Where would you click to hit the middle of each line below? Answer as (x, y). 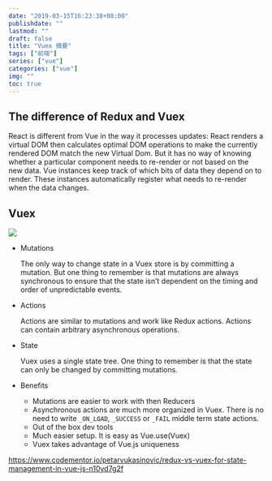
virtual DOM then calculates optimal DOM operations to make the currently (133, 145)
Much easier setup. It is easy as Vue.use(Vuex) (111, 436)
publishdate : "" (36, 24)
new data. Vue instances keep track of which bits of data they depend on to (135, 170)
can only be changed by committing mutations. (99, 370)
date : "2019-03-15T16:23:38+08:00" (69, 16)
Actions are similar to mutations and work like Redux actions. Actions (136, 321)
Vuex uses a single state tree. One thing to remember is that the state (136, 361)
